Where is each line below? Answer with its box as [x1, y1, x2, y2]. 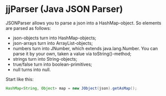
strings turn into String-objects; [12, 56, 78, 62]
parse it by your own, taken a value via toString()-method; [12, 51, 132, 57]
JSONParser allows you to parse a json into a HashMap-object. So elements [5, 20, 162, 26]
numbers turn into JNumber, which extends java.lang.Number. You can [12, 45, 158, 51]
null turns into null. [12, 66, 51, 73]
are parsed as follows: [5, 25, 51, 31]
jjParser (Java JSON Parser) [5, 3, 123, 15]
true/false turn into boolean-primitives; [12, 61, 92, 67]
